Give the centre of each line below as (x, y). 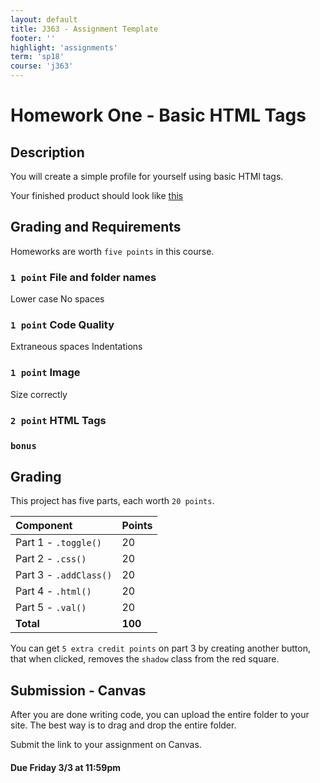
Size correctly (39, 394)
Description (47, 152)
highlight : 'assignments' (64, 47)
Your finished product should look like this (97, 195)
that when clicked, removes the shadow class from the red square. (145, 659)
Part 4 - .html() (53, 591)
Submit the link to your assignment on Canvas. (106, 745)
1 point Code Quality (62, 325)
